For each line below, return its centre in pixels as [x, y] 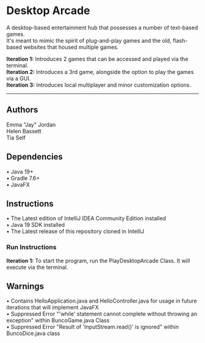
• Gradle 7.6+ [23, 178]
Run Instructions [31, 247]
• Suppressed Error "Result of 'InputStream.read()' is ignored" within [92, 327]
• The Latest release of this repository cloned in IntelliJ [75, 231]
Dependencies [34, 157]
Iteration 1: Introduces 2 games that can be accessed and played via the [97, 59]
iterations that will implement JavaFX [53, 308]
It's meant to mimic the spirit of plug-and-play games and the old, [89, 40]
